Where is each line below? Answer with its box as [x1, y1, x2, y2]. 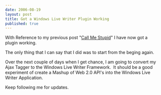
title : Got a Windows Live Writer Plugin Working [5, 16, 110, 21]
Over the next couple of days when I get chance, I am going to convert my [5, 59, 157, 65]
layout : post [5, 12, 32, 17]
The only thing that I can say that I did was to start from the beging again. [5, 49, 155, 55]
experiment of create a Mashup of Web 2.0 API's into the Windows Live [5, 70, 151, 76]
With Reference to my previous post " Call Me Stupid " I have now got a [5, 35, 148, 41]
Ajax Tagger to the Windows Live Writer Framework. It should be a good [5, 64, 153, 70]
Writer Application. [5, 75, 43, 81]
